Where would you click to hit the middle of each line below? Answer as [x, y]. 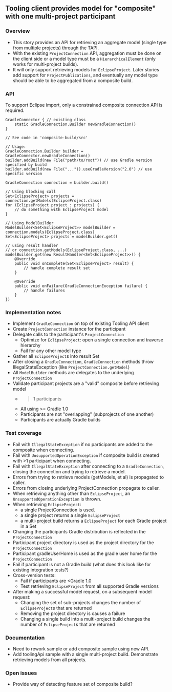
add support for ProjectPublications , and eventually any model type [85, 75]
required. [15, 110]
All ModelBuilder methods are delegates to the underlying [73, 373]
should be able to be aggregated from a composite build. [73, 80]
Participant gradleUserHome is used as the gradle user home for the [85, 553]
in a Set [28, 526]
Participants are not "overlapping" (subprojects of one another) [87, 414]
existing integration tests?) [41, 570]
